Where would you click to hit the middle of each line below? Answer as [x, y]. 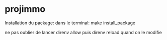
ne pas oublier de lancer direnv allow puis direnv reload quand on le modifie [83, 32]
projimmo [25, 9]
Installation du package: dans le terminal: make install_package [70, 23]
